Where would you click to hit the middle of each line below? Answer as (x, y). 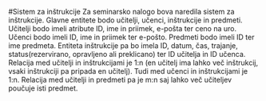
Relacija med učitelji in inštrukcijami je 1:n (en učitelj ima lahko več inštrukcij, (133, 63)
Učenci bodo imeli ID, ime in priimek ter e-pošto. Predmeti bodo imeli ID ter (131, 37)
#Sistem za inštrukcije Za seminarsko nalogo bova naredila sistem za (121, 12)
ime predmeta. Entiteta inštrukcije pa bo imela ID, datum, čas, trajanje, (123, 46)
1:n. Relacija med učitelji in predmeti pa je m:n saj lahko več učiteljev (120, 80)
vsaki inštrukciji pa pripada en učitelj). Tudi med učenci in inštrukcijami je (128, 71)
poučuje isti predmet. (43, 88)
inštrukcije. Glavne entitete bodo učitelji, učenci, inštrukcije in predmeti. (125, 20)
